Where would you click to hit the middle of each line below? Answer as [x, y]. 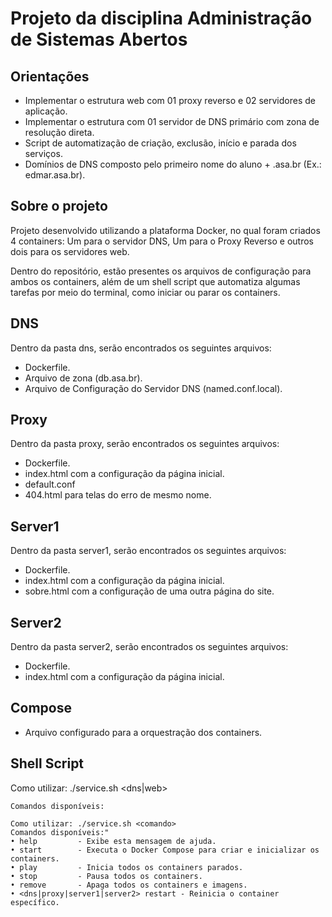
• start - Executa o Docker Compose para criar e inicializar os [165, 850]
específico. [35, 902]
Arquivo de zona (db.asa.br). [83, 378]
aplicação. [46, 111]
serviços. [43, 153]
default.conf [50, 484]
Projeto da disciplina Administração [161, 18]
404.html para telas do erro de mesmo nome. [118, 495]
